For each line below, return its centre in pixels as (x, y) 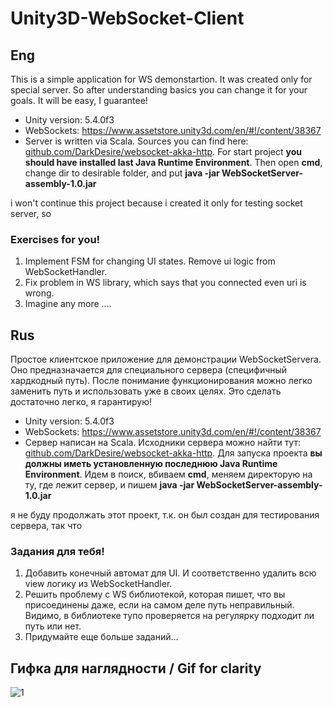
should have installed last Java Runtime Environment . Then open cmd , (173, 162)
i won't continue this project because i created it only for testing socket (156, 203)
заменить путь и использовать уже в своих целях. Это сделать (146, 391)
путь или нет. (53, 626)
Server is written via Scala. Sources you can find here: (136, 141)
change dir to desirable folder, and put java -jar (122, 173)
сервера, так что (46, 526)
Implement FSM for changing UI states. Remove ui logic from (150, 261)
